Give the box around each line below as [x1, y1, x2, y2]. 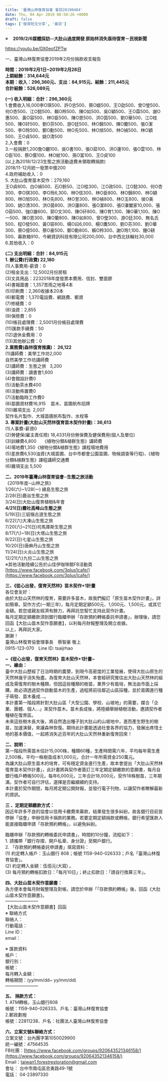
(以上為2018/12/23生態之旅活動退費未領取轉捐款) [5, 159, 106, 165]
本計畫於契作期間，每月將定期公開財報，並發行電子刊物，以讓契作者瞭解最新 [5, 785, 163, 791]
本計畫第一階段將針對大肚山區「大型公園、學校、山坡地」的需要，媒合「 [5, 700, 154, 706]
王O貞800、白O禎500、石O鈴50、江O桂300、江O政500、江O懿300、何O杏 [5, 184, 162, 190]
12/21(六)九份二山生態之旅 [5, 555, 58, 561]
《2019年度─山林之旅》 [5, 480, 53, 486]
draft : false [5, 17, 32, 22]
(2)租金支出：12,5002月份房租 [5, 269, 67, 275]
